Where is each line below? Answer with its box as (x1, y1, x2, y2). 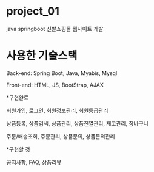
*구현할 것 (6, 145, 30, 153)
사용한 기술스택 (6, 49, 78, 63)
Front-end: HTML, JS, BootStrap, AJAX (6, 81, 104, 88)
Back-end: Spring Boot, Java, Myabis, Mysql (6, 69, 118, 77)
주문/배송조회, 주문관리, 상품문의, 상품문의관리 (6, 132, 115, 140)
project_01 (6, 4, 59, 18)
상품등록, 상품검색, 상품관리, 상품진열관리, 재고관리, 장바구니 (6, 120, 149, 127)
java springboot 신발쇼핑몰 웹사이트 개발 (6, 25, 104, 32)
